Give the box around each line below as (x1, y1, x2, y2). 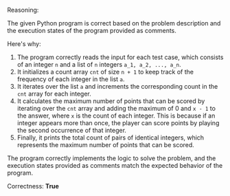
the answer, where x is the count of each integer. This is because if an (16, 111, 216, 120)
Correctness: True (7, 182, 60, 190)
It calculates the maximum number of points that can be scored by (16, 97, 205, 105)
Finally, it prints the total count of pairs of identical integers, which (16, 133, 205, 142)
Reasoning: (7, 6, 39, 14)
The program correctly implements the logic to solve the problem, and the (7, 154, 216, 162)
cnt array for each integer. (16, 89, 91, 98)
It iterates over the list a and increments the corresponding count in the (16, 83, 218, 90)
